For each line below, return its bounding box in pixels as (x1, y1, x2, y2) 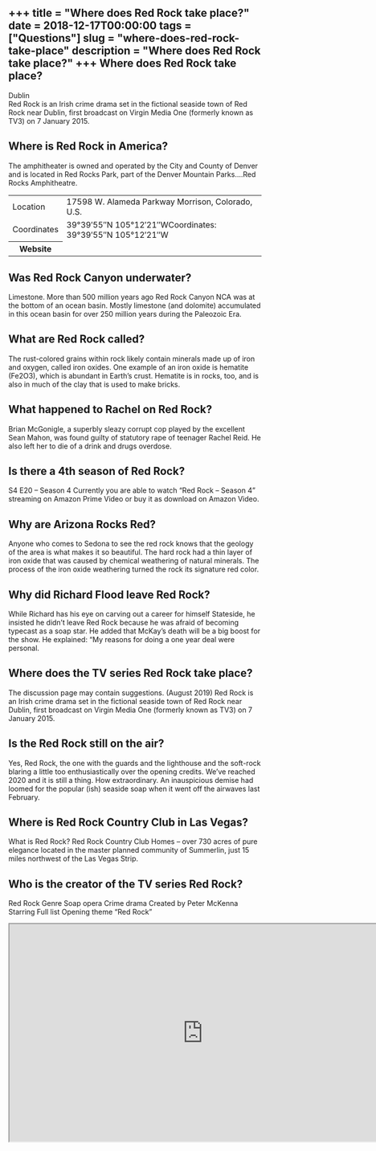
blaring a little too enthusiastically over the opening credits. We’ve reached (8, 767, 255, 776)
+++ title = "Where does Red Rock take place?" (8, 6, 250, 20)
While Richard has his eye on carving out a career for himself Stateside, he (8, 609, 255, 618)
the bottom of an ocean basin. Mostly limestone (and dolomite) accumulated (8, 301, 261, 310)
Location (12, 201, 46, 212)
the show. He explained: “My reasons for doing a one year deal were (8, 635, 235, 644)
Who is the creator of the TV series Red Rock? (8, 877, 243, 891)
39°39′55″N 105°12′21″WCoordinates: (66, 219, 217, 230)
